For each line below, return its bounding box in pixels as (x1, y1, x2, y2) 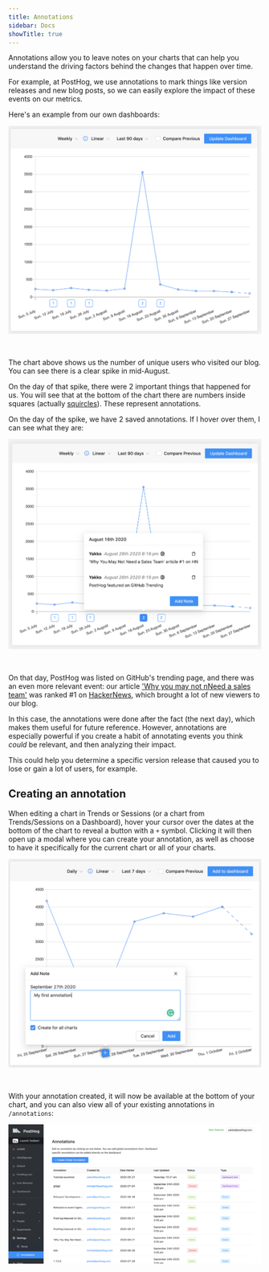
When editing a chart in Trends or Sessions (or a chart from (8, 809, 205, 818)
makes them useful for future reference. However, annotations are (8, 722, 227, 732)
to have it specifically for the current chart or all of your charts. (8, 842, 216, 852)
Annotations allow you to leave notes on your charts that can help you (8, 53, 239, 63)
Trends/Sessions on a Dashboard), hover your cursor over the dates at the (8, 817, 255, 826)
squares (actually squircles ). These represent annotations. (8, 399, 202, 409)
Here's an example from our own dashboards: (8, 109, 161, 120)
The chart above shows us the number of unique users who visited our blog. (8, 358, 261, 368)
